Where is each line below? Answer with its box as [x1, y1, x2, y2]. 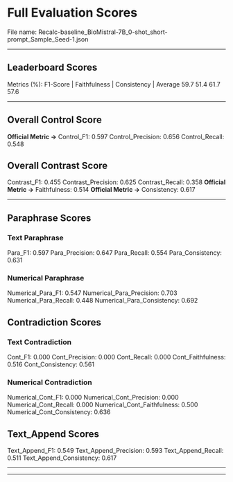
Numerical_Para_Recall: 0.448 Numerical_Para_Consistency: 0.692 [7, 296, 198, 305]
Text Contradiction [7, 337, 71, 347]
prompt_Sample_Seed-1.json [7, 35, 89, 43]
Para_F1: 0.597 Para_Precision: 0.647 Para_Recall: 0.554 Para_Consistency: [7, 249, 222, 257]
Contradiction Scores [7, 316, 102, 328]
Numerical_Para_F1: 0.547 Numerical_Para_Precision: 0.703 [7, 289, 178, 297]
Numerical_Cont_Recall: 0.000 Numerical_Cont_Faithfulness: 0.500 [7, 400, 198, 409]
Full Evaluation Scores [7, 5, 137, 21]
